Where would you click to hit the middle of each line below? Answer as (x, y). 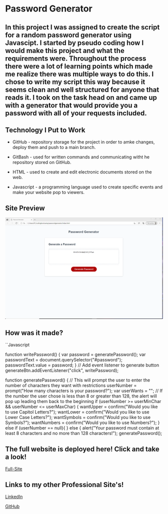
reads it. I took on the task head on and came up (81, 97)
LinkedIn (14, 496)
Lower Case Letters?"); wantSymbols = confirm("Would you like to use (78, 417)
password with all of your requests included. (76, 113)
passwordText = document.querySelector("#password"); (64, 360)
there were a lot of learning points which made (79, 66)
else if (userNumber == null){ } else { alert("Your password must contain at (82, 428)
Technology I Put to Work (45, 130)
